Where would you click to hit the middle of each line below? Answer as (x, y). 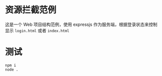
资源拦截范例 (31, 10)
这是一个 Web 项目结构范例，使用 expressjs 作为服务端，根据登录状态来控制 (81, 24)
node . (12, 69)
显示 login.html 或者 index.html (37, 30)
